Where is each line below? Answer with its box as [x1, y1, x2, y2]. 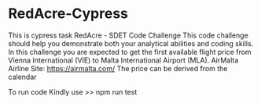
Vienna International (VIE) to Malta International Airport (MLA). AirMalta [8, 56, 239, 65]
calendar [8, 72, 37, 81]
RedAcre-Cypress [8, 5, 128, 23]
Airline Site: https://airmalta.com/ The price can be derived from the [8, 63, 228, 73]
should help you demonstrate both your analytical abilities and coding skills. [8, 38, 254, 48]
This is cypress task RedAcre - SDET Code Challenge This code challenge [8, 30, 249, 40]
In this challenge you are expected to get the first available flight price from [8, 47, 252, 56]
